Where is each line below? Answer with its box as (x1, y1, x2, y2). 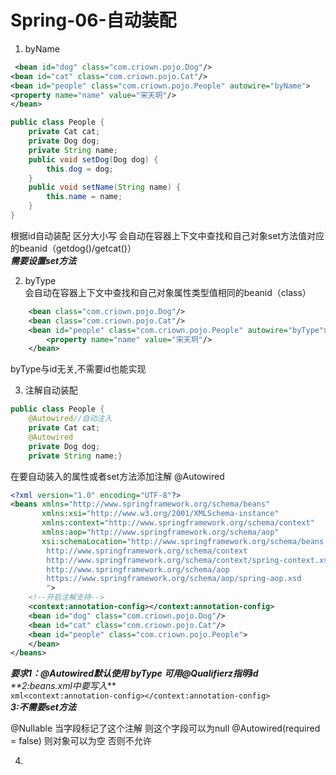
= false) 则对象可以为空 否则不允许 (10, 735, 152, 747)
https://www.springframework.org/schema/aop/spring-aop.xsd (46, 574, 302, 584)
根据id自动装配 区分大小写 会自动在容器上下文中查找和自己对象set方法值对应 (10, 229, 325, 241)
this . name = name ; (46, 192, 123, 202)
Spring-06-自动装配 (10, 9, 177, 32)
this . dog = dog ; (46, 164, 114, 174)
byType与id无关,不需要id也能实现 (10, 363, 147, 375)
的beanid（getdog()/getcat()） (10, 242, 137, 254)
